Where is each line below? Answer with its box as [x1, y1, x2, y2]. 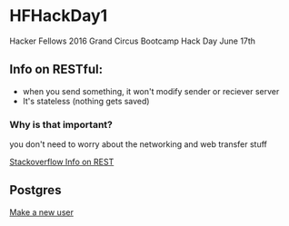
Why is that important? [9, 118, 114, 131]
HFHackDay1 [9, 5, 108, 26]
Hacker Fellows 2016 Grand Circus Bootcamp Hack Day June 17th [9, 35, 256, 46]
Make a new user [9, 206, 75, 218]
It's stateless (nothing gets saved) [22, 95, 150, 106]
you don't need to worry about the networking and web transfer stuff [9, 139, 268, 150]
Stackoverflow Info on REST [9, 156, 115, 168]
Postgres [9, 182, 62, 198]
